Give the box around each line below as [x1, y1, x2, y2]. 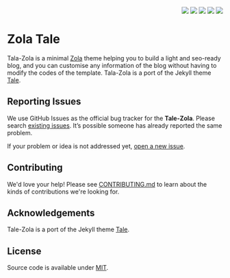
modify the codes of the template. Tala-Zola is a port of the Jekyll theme [7, 69, 212, 77]
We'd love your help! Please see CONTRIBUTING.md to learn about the [7, 180, 207, 188]
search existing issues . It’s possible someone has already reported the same [7, 121, 222, 130]
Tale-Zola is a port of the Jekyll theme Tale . [7, 225, 130, 233]
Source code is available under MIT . [7, 264, 109, 272]
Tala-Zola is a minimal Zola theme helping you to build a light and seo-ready [7, 54, 221, 62]
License [7, 245, 42, 257]
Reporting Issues [7, 96, 81, 108]
